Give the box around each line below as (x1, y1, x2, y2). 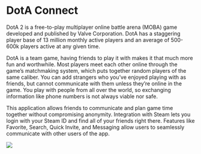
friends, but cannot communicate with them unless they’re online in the (6, 79, 182, 87)
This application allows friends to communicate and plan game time (6, 104, 173, 111)
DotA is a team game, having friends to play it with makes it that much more (6, 54, 193, 61)
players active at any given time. (20, 43, 100, 50)
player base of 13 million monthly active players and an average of (6, 36, 170, 43)
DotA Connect (6, 4, 79, 17)
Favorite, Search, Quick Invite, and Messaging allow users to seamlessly (6, 123, 185, 131)
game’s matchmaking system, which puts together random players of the (6, 67, 187, 74)
